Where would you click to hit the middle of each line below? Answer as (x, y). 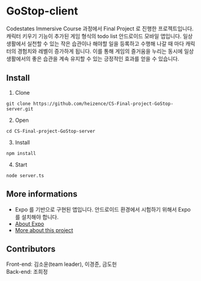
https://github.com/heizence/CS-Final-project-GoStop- (103, 104)
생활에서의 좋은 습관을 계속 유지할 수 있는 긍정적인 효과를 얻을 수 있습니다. (93, 58)
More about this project (44, 230)
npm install (21, 153)
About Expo (29, 224)
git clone (19, 104)
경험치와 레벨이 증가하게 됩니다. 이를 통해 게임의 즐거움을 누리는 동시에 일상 (106, 51)
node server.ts (25, 175)
